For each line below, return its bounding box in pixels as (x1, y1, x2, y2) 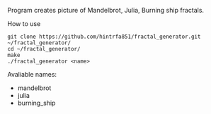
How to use (7, 20, 41, 27)
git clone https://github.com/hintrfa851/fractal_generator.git (7, 33, 201, 40)
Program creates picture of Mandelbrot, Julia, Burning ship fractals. (7, 6, 204, 14)
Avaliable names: (7, 70, 57, 78)
